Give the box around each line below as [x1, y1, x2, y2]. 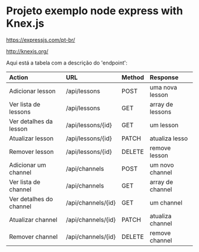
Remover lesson [9, 147, 54, 156]
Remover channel [9, 232, 58, 241]
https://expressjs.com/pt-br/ [6, 36, 75, 43]
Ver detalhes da [9, 117, 53, 125]
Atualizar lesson [9, 134, 54, 143]
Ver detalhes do [9, 195, 53, 203]
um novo [150, 161, 174, 169]
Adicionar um [9, 161, 46, 169]
